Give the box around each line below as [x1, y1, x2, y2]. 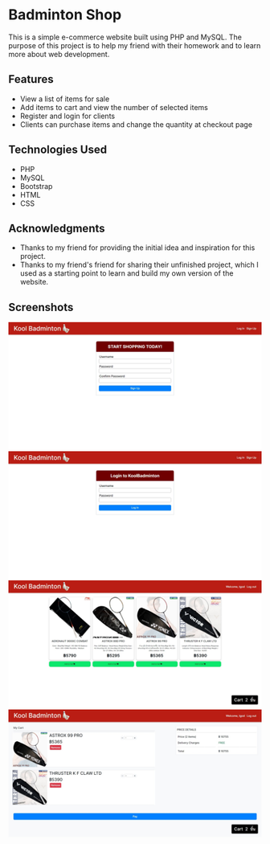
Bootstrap [19, 181, 53, 191]
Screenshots [8, 300, 74, 314]
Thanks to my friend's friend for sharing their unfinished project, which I [19, 260, 259, 270]
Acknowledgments [8, 221, 106, 235]
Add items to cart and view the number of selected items [19, 102, 209, 112]
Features [8, 72, 54, 86]
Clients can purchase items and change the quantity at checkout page [19, 119, 253, 129]
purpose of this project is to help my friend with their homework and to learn [8, 40, 261, 50]
